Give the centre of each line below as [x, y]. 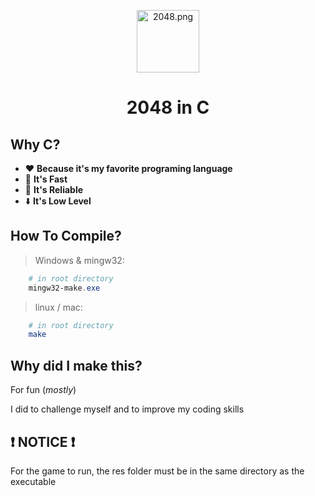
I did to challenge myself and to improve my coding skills [127, 409]
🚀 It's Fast [46, 179]
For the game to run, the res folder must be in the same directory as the [157, 471]
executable [33, 481]
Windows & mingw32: [79, 260]
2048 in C [168, 107]
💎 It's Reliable [54, 189]
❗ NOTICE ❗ [43, 441]
